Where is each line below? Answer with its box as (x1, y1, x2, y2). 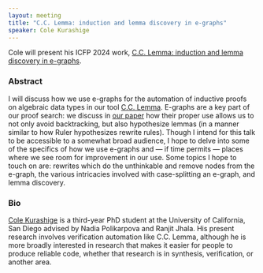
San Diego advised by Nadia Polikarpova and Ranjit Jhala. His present (8, 223, 235, 233)
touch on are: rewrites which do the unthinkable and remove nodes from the (8, 161, 255, 170)
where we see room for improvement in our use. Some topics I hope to (8, 152, 237, 162)
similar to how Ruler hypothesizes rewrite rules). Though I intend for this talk (8, 127, 256, 136)
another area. (8, 257, 52, 267)
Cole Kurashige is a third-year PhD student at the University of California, (8, 215, 246, 225)
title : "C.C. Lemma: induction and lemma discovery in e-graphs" (8, 19, 227, 27)
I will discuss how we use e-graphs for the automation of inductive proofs (8, 94, 247, 103)
